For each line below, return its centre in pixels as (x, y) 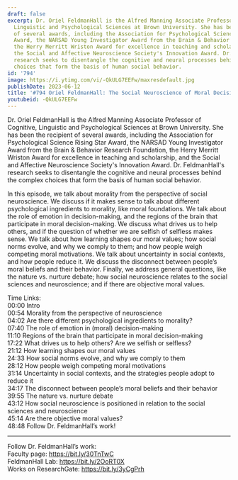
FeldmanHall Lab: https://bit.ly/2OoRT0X (66, 461)
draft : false (27, 14)
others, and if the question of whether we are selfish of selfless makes (110, 231)
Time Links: (24, 298)
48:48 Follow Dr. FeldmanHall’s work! (62, 426)
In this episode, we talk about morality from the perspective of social (107, 194)
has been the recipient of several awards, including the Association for (110, 135)
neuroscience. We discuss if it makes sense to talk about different (103, 201)
